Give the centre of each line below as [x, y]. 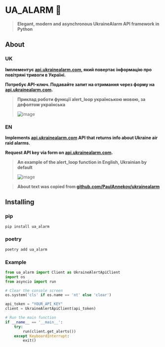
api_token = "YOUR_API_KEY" [34, 304]
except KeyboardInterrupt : [42, 336]
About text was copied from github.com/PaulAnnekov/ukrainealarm [88, 186]
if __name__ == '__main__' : [34, 322]
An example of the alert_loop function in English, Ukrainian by [82, 162]
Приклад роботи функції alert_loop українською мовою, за [81, 99]
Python [25, 29]
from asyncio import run [31, 282]
